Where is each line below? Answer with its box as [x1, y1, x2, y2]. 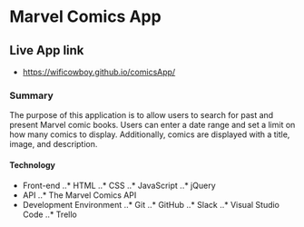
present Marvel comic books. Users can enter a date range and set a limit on [9, 120, 296, 131]
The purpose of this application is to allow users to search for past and [9, 110, 274, 121]
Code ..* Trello [22, 209, 77, 220]
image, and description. [9, 139, 98, 150]
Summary [9, 89, 54, 102]
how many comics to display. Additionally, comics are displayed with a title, [9, 129, 290, 140]
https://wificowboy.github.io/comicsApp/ [22, 66, 176, 77]
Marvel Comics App [9, 6, 162, 27]
